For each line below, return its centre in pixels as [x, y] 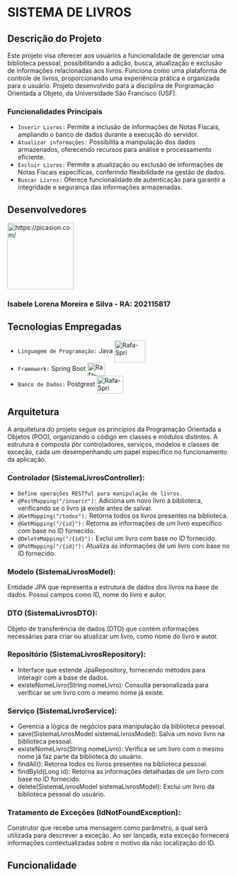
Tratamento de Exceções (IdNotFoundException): [94, 813]
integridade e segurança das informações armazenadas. [100, 187]
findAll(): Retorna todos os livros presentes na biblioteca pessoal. [112, 764]
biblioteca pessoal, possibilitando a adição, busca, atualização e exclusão [115, 63]
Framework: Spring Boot [52, 368]
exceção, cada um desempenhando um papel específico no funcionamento [117, 452]
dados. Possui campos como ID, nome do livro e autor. [87, 595]
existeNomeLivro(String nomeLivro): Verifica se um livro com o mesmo [121, 749]
